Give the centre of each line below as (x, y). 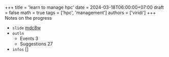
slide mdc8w (27, 28)
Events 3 (29, 38)
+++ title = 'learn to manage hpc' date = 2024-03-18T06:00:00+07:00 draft (84, 7)
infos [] (20, 49)
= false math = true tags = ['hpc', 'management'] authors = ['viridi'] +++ (80, 13)
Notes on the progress (28, 18)
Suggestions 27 (36, 44)
